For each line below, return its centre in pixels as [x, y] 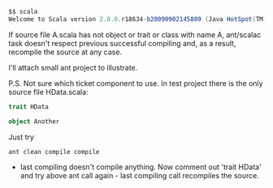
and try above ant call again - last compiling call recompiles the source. [140, 176]
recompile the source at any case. [65, 52]
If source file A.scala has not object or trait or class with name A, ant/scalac [135, 34]
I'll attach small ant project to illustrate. [73, 67]
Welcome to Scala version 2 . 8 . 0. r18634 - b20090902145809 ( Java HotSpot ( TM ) [138, 19]
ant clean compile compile [54, 152]
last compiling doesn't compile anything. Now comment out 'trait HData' [141, 167]
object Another [34, 122]
